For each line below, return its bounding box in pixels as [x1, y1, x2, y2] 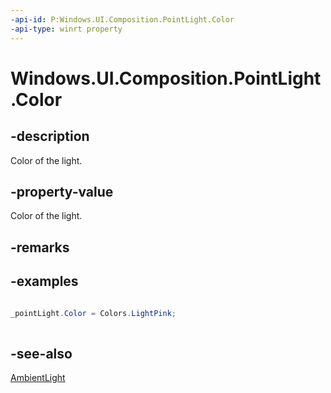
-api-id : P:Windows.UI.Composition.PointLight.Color [10, 14, 235, 25]
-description [10, 128, 90, 145]
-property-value [10, 183, 114, 200]
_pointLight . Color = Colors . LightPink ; [10, 308, 177, 318]
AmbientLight [10, 372, 66, 384]
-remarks [10, 239, 70, 256]
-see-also [10, 345, 73, 362]
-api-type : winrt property [10, 24, 123, 34]
